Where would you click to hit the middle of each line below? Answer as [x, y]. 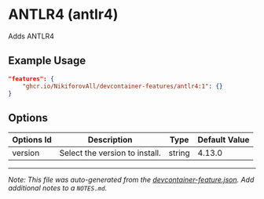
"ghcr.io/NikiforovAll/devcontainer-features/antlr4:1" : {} [123, 86]
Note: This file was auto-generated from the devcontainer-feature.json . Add [131, 180]
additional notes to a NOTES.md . [58, 188]
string [179, 153]
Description [110, 140]
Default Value [224, 140]
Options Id [32, 140]
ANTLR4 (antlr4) [63, 14]
